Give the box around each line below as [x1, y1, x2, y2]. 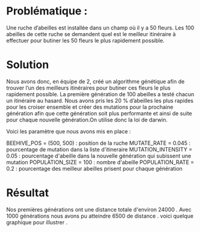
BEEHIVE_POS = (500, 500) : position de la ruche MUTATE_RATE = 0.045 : [6, 139, 191, 147]
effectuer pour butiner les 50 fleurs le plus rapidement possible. [6, 37, 164, 44]
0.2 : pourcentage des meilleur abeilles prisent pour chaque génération [6, 165, 183, 172]
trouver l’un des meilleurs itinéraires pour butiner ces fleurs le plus [6, 84, 170, 91]
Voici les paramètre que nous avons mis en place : [6, 127, 131, 135]
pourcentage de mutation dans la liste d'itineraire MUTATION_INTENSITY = [6, 145, 193, 153]
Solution [6, 58, 49, 72]
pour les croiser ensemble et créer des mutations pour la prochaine [6, 103, 173, 111]
